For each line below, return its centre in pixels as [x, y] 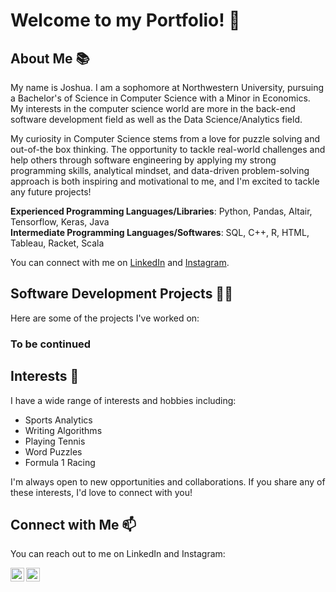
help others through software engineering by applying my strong [143, 160]
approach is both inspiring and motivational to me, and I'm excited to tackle [165, 181]
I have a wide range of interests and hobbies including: [123, 400]
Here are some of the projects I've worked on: [105, 318]
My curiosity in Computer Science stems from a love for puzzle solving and [165, 138]
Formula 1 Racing [60, 462]
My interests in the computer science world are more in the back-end [153, 108]
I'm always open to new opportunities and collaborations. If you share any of [168, 481]
